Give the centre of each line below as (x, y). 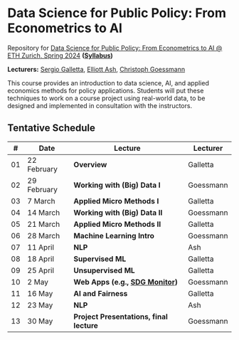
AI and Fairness (101, 293)
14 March (44, 213)
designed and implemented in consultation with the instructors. (100, 105)
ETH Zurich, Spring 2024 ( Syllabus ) (60, 55)
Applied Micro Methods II (117, 224)
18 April (41, 259)
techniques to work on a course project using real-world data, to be (106, 98)
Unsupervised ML (104, 270)
